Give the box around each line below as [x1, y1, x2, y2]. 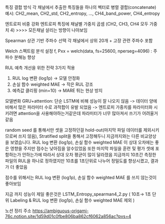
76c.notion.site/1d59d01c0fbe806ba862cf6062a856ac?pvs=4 [5, 214, 132, 219]
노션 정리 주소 [5, 208, 32, 214]
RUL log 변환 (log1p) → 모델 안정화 [12, 75, 80, 81]
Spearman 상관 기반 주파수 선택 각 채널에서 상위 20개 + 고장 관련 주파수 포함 [5, 37, 153, 43]
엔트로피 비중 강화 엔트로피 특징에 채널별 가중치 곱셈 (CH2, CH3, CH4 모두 [5, 21, 149, 27]
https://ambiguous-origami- [32, 208, 89, 214]
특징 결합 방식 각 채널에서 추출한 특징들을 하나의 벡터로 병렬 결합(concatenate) [5, 4, 157, 10]
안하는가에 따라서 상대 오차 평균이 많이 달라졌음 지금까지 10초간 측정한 [22, 152, 156, 157]
